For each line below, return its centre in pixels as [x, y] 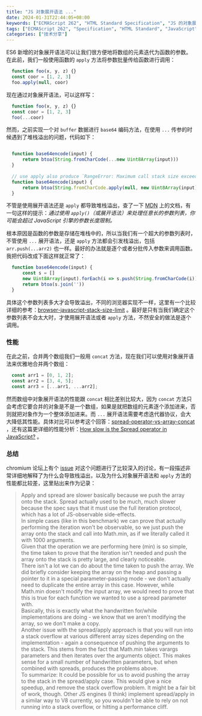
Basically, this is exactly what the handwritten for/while [89, 610]
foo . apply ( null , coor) [40, 82]
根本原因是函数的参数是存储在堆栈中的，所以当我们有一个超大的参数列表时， [101, 234]
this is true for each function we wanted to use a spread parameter [104, 598]
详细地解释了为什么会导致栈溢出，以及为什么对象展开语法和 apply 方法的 [101, 475]
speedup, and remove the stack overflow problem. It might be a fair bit [108, 687]
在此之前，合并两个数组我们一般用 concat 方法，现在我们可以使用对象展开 [97, 356]
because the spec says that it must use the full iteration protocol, [101, 508]
